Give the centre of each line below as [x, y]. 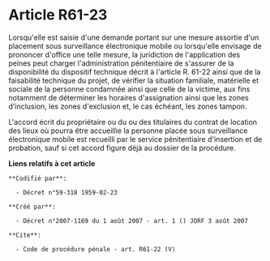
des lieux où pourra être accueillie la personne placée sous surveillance [128, 130]
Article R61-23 [58, 15]
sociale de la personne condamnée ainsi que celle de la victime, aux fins [129, 89]
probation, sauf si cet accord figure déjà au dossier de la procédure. [122, 148]
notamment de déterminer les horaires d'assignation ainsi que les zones [129, 97]
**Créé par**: [32, 207]
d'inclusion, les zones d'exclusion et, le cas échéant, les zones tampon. [128, 106]
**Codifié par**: [38, 178]
